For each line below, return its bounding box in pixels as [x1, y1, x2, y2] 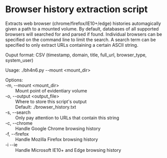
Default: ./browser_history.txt [15, 104, 76, 110]
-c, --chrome [5, 120, 33, 126]
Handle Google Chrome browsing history [15, 125, 101, 132]
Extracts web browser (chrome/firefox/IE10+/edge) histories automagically [5, 20, 161, 26]
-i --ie [5, 141, 18, 148]
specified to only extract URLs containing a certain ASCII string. [5, 42, 139, 48]
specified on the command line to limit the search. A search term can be [5, 37, 156, 43]
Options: [5, 77, 23, 83]
